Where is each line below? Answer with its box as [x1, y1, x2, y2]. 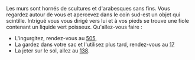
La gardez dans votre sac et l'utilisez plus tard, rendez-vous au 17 [14, 41, 175, 48]
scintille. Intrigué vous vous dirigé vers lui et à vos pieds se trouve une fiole [6, 17, 189, 24]
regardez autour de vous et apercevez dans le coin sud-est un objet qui [6, 11, 181, 18]
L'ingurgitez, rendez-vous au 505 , [14, 35, 97, 41]
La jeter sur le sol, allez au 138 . [14, 47, 90, 54]
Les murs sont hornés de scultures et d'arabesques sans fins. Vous [6, 5, 170, 12]
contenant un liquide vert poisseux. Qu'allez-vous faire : [6, 23, 143, 30]
